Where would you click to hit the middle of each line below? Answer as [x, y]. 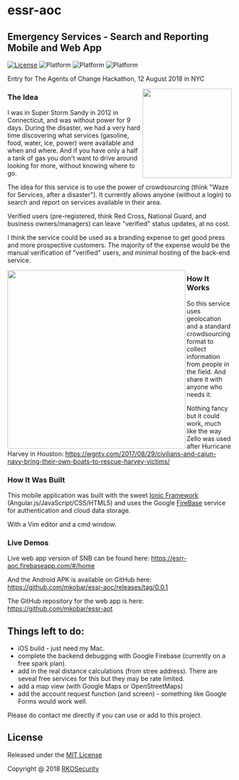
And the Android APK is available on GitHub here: [79, 579]
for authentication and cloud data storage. [69, 510]
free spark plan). [42, 663]
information [203, 356]
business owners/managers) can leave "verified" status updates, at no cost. [119, 224]
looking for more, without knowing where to [71, 166]
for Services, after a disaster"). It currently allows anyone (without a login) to [119, 195]
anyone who [205, 387]
